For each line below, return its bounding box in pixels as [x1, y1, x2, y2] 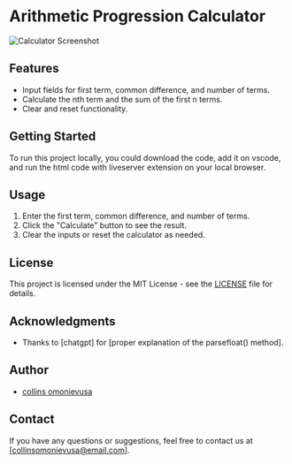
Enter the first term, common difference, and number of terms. [21, 210, 250, 222]
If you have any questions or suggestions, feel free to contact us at [9, 435, 254, 445]
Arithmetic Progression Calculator [9, 6, 266, 27]
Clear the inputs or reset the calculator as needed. [21, 230, 205, 240]
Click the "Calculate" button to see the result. [21, 220, 188, 231]
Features [9, 61, 59, 76]
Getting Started [9, 129, 96, 144]
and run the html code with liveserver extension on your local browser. [9, 162, 266, 172]
